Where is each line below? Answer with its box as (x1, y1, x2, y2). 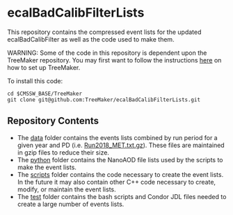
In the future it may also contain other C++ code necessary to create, (17, 178, 216, 186)
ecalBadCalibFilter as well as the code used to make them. (7, 35, 175, 43)
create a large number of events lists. (17, 200, 124, 208)
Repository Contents (7, 115, 99, 127)
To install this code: (7, 76, 63, 85)
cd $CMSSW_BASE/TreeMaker (7, 90, 82, 97)
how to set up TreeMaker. (7, 63, 81, 71)
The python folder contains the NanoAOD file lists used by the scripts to (17, 155, 223, 164)
